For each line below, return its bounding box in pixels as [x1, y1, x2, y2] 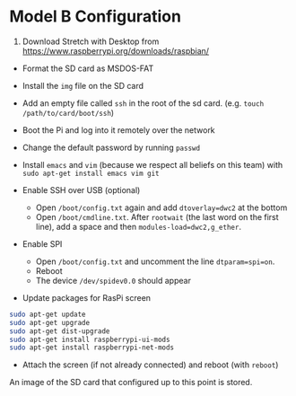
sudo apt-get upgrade [9, 318, 91, 327]
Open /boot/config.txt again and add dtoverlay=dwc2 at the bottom [35, 202, 288, 213]
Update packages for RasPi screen [22, 292, 151, 303]
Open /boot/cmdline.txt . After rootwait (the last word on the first [35, 211, 280, 222]
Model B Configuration [9, 6, 182, 27]
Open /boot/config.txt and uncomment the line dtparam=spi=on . [35, 256, 275, 267]
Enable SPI [22, 238, 63, 249]
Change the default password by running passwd [22, 142, 200, 153]
